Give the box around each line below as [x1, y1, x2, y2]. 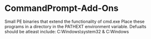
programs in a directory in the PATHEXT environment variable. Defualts [4, 23, 147, 29]
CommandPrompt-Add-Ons [4, 3, 118, 14]
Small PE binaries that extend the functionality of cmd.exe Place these [4, 19, 145, 24]
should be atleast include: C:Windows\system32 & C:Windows [4, 29, 129, 34]
